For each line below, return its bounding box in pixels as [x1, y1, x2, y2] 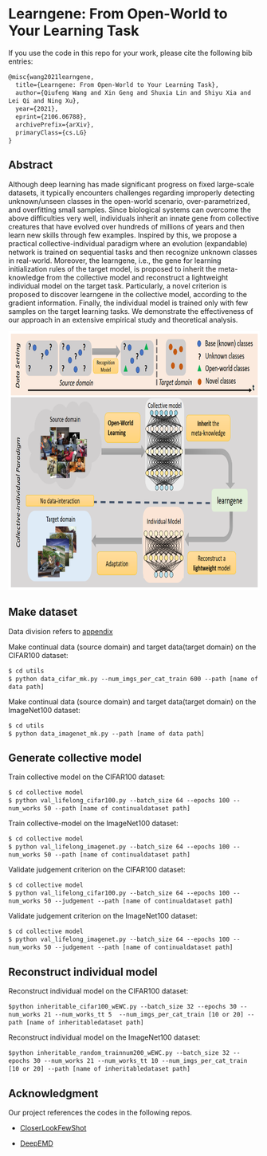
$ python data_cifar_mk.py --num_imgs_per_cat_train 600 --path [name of [8, 675, 259, 683]
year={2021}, [15, 104, 59, 112]
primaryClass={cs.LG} [15, 128, 88, 136]
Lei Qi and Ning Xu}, [8, 96, 80, 104]
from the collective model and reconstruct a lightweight [46, 272, 229, 282]
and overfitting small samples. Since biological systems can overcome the [8, 205, 252, 214]
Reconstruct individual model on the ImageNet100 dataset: [8, 1033, 201, 1042]
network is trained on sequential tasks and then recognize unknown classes [8, 247, 257, 257]
